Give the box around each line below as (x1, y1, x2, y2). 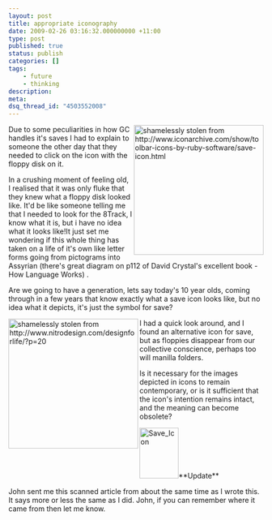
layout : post (8, 11, 53, 20)
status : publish (8, 49, 63, 58)
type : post (8, 34, 45, 43)
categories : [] (8, 58, 60, 66)
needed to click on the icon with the (8, 151, 128, 161)
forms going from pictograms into (8, 252, 121, 262)
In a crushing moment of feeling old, (8, 175, 130, 185)
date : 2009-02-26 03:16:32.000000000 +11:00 (8, 27, 161, 35)
